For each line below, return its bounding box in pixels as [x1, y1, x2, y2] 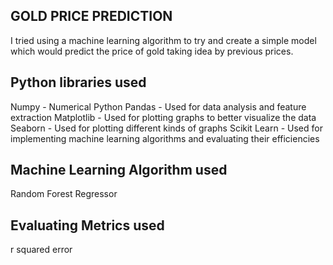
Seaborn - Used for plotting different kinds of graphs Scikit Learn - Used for [10, 122, 323, 134]
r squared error [10, 244, 73, 256]
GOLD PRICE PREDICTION [10, 8, 173, 25]
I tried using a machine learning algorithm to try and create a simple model [10, 34, 317, 46]
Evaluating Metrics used [10, 217, 165, 234]
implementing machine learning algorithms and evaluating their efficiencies [10, 132, 320, 144]
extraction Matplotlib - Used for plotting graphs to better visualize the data [10, 111, 317, 123]
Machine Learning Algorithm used [10, 162, 228, 179]
